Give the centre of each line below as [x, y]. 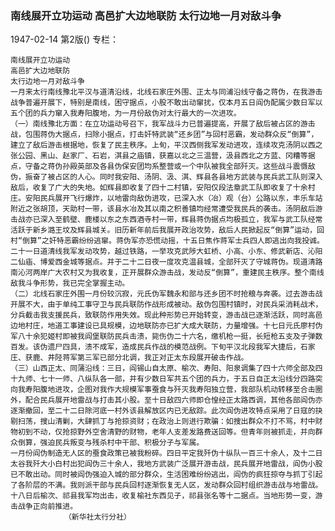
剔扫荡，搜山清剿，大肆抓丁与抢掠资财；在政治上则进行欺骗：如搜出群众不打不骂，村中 [163, 422]
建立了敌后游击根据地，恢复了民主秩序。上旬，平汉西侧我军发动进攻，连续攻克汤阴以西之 [166, 145]
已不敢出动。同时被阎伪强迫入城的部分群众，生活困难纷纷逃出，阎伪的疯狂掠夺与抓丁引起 [166, 475]
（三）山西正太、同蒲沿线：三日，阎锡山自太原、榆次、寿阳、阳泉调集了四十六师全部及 [163, 368]
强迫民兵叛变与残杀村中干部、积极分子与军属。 [122, 443]
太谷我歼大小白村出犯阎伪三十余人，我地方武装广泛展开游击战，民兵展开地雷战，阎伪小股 [166, 464]
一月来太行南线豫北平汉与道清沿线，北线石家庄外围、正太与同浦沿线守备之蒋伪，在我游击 [166, 92]
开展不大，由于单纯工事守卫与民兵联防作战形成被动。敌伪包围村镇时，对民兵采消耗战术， [166, 305]
